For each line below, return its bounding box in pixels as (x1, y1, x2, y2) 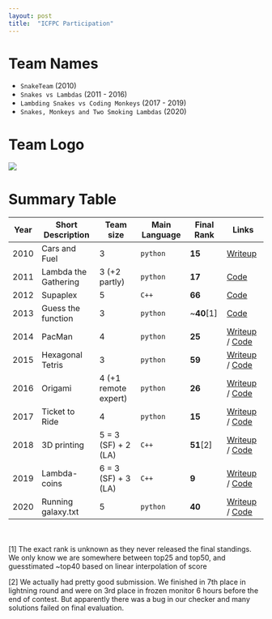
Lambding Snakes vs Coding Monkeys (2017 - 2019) (19, 98, 187, 108)
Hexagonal (41, 349, 83, 361)
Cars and (41, 243, 77, 254)
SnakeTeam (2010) (19, 81, 77, 91)
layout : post (8, 11, 53, 20)
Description (43, 229, 90, 241)
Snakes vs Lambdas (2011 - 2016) (19, 90, 128, 100)
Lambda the (41, 267, 87, 278)
